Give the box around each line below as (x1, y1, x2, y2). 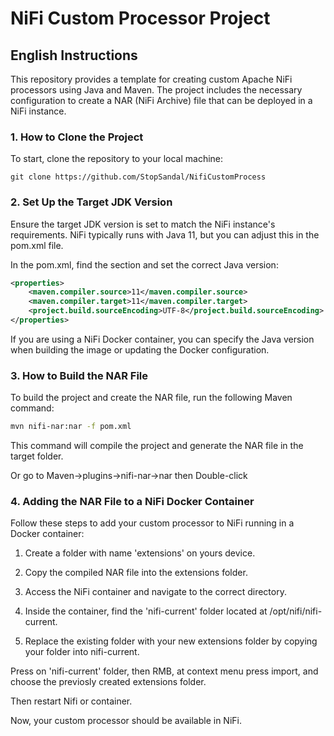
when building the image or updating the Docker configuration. (10, 343, 270, 356)
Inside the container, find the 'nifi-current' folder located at (24, 605, 268, 617)
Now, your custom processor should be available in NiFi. (10, 715, 242, 727)
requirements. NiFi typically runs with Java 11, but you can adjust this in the (10, 228, 320, 241)
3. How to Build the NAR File (10, 368, 149, 382)
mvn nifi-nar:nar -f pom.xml (10, 422, 132, 432)
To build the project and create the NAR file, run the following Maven (10, 392, 293, 404)
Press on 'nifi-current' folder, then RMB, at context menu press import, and (10, 665, 319, 677)
